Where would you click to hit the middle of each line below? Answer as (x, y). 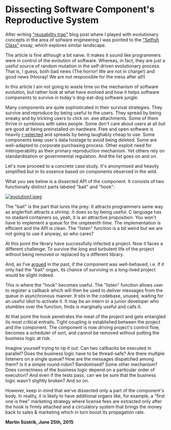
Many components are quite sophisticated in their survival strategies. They (84, 107)
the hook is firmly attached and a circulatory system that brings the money (84, 407)
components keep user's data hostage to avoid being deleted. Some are (81, 140)
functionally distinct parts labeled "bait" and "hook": (60, 187)
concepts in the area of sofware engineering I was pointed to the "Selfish (82, 40)
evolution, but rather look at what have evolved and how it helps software (82, 92)
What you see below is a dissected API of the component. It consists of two (85, 181)
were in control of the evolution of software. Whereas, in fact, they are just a (85, 60)
